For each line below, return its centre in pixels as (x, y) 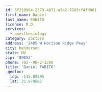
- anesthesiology (28, 34)
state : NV (16, 53)
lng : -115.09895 (27, 77)
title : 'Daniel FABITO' (31, 67)
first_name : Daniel (26, 15)
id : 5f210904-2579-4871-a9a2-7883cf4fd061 (51, 10)
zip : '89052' (19, 57)
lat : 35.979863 (26, 81)
